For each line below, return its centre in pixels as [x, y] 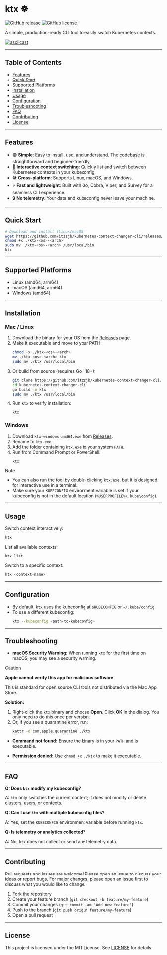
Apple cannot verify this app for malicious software [59, 678]
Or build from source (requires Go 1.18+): [54, 371]
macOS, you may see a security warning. [54, 658]
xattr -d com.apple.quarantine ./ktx [51, 731]
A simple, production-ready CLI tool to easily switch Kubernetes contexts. [81, 32]
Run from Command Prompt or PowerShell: [56, 452]
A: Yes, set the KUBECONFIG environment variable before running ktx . [74, 822]
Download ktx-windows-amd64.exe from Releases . [63, 436]
